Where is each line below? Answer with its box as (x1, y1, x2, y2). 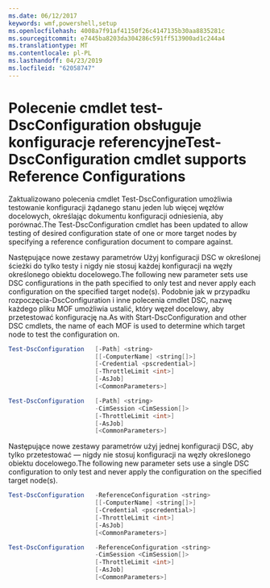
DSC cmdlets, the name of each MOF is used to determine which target (8, 321, 246, 330)
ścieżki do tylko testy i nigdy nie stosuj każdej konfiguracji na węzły (8, 261, 233, 271)
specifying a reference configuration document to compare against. (8, 237, 234, 246)
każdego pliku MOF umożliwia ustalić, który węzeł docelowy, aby (8, 304, 224, 313)
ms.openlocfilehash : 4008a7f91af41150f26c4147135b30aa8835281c (8, 27, 226, 35)
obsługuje (133, 116, 202, 134)
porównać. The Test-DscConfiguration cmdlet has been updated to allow (8, 219, 248, 230)
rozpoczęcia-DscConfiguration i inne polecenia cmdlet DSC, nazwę (8, 295, 232, 304)
